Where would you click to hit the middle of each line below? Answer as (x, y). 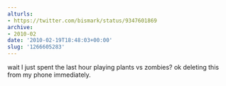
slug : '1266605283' (36, 47)
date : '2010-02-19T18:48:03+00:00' (60, 41)
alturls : (20, 14)
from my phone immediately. (49, 75)
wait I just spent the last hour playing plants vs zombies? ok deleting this (113, 67)
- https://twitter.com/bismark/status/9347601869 (82, 21)
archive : (20, 27)
